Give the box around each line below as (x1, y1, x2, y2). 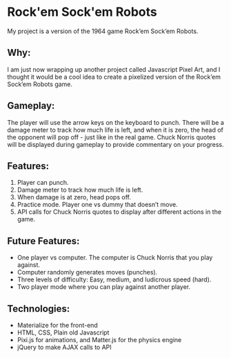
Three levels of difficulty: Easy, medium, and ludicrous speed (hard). (17, 275, 212, 284)
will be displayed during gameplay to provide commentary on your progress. (7, 140, 224, 148)
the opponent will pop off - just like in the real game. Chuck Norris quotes (7, 132, 216, 141)
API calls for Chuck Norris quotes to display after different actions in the (17, 208, 222, 216)
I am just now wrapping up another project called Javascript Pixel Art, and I (7, 65, 221, 73)
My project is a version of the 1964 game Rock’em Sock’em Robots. (7, 27, 199, 35)
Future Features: (7, 235, 80, 247)
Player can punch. (17, 179, 69, 187)
